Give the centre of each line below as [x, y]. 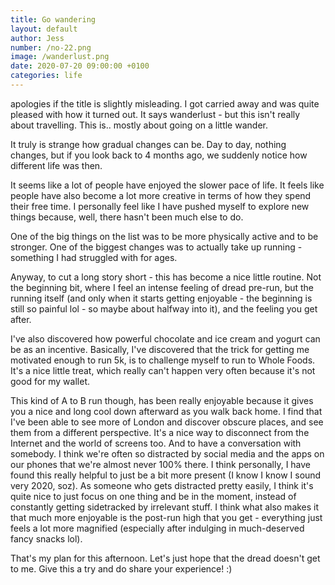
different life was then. [56, 165]
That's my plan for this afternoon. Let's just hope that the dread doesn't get [165, 558]
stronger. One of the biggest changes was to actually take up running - [156, 247]
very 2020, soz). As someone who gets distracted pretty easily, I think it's [162, 485]
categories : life [46, 76]
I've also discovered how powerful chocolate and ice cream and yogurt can [165, 338]
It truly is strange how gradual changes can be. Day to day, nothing [148, 144]
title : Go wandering [53, 19]
